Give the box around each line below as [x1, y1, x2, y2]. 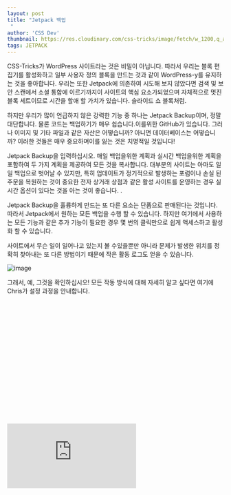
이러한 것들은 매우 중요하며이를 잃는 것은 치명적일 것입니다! [16, 137, 175, 145]
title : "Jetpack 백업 [7, 17, 67, 23]
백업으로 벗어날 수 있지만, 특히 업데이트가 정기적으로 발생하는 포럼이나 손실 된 [14, 169, 222, 177]
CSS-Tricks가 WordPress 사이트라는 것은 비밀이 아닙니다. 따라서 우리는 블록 [7, 62, 213, 70]
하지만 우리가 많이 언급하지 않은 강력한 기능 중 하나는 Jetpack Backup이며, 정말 [7, 111, 221, 119]
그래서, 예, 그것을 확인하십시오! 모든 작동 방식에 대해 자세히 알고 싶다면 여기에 [7, 278, 214, 287]
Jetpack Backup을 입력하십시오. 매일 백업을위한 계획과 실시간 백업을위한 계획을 [7, 152, 222, 159]
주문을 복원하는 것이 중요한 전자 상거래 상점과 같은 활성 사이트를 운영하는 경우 [7, 177, 214, 186]
